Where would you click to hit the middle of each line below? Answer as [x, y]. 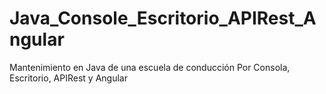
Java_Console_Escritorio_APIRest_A [163, 18]
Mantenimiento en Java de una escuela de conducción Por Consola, [150, 67]
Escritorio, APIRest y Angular [68, 78]
